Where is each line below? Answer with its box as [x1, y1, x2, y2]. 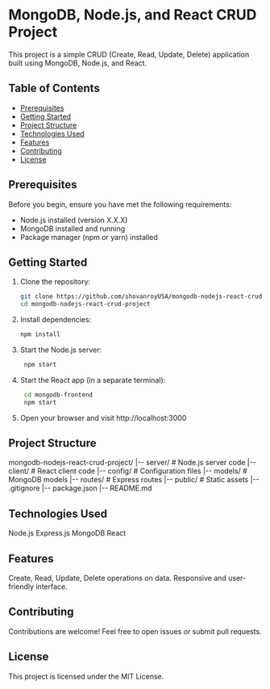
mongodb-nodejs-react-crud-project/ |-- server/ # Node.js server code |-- [8, 458, 256, 468]
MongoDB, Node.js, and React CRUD [8, 6, 257, 24]
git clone [19, 292, 54, 300]
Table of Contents [8, 82, 101, 95]
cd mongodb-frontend [23, 390, 93, 399]
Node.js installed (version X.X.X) [19, 215, 128, 225]
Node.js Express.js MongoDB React [8, 528, 127, 538]
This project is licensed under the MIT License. [8, 671, 164, 681]
